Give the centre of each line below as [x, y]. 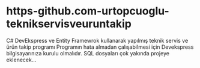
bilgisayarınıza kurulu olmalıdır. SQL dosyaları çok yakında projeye [88, 53]
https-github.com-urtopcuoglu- [88, 11]
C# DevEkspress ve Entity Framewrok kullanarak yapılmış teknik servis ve [97, 40]
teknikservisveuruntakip [69, 24]
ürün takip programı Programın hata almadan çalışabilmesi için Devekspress [100, 47]
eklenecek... [21, 60]
